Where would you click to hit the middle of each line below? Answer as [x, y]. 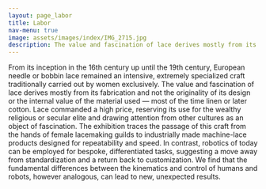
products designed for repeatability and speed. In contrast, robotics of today [133, 143]
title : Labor [30, 23]
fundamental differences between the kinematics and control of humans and [133, 168]
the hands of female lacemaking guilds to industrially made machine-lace [127, 134]
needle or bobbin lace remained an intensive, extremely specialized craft [127, 76]
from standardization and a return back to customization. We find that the [128, 160]
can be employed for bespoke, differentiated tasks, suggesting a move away [133, 152]
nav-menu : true [33, 30]
